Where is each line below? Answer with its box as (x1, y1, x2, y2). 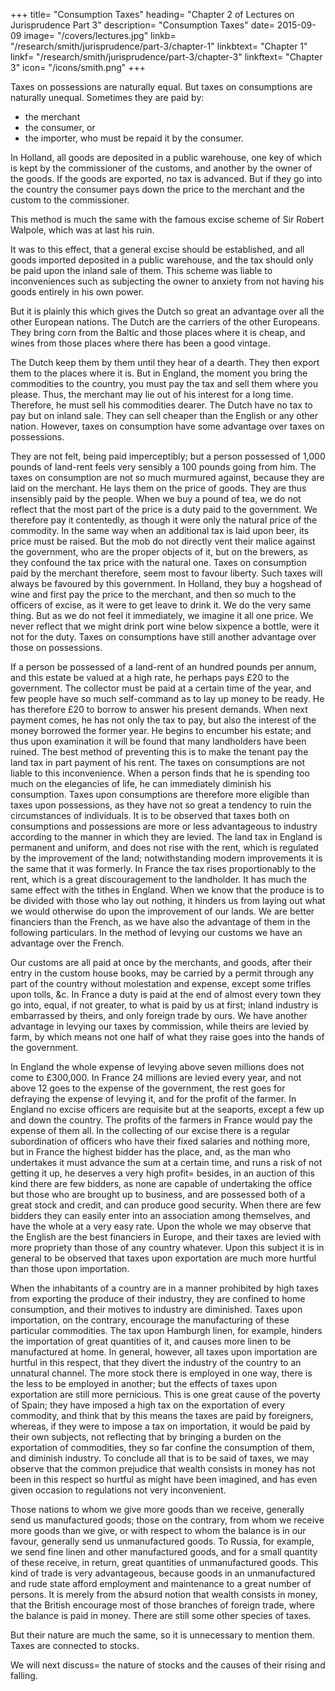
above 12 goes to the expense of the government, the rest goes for (10, 1082, 286, 1094)
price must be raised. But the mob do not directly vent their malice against (10, 535, 316, 547)
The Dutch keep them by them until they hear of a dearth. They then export (10, 357, 320, 368)
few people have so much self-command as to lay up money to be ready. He (10, 693, 325, 704)
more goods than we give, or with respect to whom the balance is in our (10, 1525, 307, 1536)
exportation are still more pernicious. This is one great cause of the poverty (10, 1389, 321, 1400)
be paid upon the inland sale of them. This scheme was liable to (10, 265, 273, 276)
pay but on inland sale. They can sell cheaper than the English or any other (10, 410, 319, 421)
